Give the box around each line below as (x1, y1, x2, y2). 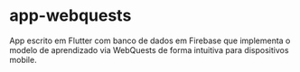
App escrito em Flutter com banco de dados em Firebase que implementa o (9, 35, 291, 46)
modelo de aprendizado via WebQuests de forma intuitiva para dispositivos (9, 44, 289, 55)
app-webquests (9, 5, 132, 26)
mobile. (9, 54, 38, 65)
